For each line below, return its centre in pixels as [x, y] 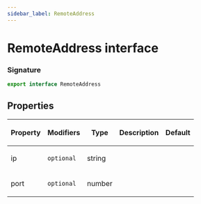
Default [178, 132]
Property [26, 132]
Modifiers [64, 132]
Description [139, 132]
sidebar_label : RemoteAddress [51, 14]
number [99, 183]
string [96, 158]
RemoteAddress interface [83, 48]
